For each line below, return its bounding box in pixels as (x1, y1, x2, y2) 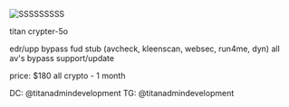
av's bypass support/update (9, 53, 115, 63)
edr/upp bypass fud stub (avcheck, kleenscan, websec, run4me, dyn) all (9, 43, 281, 54)
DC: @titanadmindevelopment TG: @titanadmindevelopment (9, 88, 235, 98)
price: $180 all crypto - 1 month (9, 70, 126, 81)
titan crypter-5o (9, 26, 69, 36)
